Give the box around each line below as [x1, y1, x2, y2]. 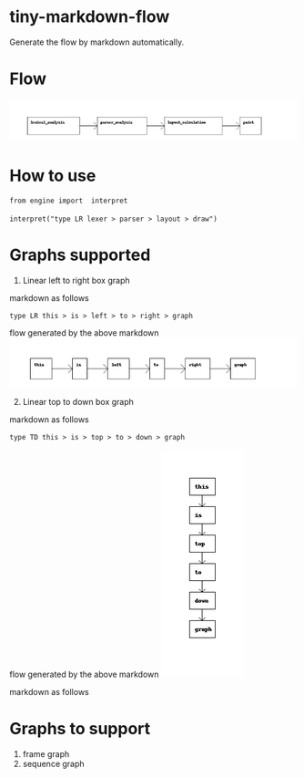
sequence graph [22, 759, 85, 770]
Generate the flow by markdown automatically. [9, 36, 185, 47]
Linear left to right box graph [22, 275, 130, 286]
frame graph [22, 749, 70, 760]
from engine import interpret [9, 196, 128, 206]
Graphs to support [9, 719, 151, 740]
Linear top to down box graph [22, 397, 135, 408]
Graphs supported [9, 244, 151, 265]
